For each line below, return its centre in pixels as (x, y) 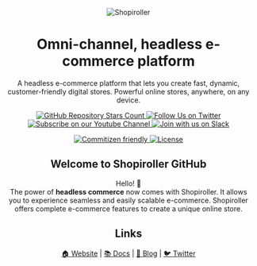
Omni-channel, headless (120, 44)
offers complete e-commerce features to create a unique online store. (128, 208)
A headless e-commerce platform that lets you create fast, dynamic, (128, 83)
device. (128, 100)
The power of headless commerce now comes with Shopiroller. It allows (128, 191)
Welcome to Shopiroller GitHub (128, 164)
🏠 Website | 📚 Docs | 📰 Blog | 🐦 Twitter (128, 253)
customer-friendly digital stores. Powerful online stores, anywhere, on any (128, 91)
